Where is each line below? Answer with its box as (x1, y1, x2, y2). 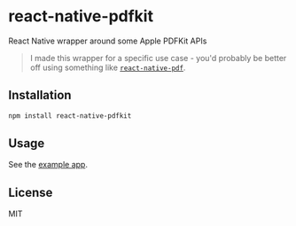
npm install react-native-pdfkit (8, 111, 132, 121)
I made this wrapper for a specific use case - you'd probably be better (29, 52, 287, 63)
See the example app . (8, 160, 88, 170)
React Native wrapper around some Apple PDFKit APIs (8, 35, 207, 46)
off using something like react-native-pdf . (29, 62, 186, 73)
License (8, 184, 53, 200)
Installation (8, 88, 72, 103)
